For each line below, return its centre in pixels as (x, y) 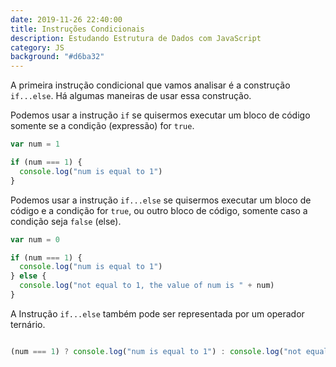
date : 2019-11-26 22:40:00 (66, 19)
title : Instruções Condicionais (77, 29)
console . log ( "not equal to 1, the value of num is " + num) (147, 286)
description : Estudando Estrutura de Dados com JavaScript (136, 38)
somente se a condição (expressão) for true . (102, 126)
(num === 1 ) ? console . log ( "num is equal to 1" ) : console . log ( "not (156, 351)
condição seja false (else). (66, 221)
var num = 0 (35, 239)
